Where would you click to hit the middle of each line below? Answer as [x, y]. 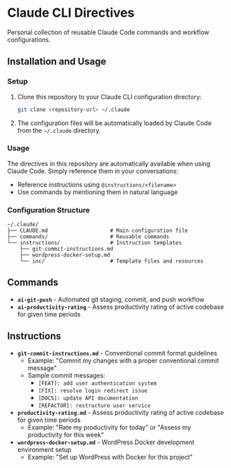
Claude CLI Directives [71, 13]
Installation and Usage [57, 62]
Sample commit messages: [66, 375]
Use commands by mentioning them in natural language [97, 192]
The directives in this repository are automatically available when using [109, 163]
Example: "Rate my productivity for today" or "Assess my [109, 427]
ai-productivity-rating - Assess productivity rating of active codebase [120, 307]
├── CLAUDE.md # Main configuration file [98, 231]
